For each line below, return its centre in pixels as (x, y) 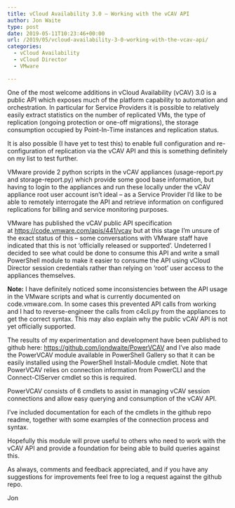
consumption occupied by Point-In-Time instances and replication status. (113, 129)
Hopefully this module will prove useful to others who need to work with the (116, 440)
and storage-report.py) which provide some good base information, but (110, 179)
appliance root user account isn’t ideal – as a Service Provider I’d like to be (115, 194)
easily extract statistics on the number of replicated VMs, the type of (106, 115)
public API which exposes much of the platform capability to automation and (117, 100)
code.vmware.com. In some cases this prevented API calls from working (112, 304)
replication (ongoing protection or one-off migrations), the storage (103, 122)
